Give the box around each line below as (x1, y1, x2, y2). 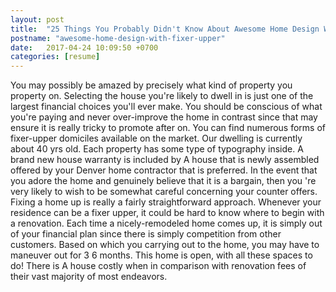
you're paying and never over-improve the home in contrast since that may (10, 111, 318, 123)
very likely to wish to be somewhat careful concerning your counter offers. (10, 186, 318, 198)
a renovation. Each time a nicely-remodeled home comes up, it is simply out (10, 217, 323, 230)
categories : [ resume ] (10, 52, 101, 62)
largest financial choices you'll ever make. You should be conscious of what (10, 101, 323, 113)
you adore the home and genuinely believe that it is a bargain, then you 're (10, 175, 317, 187)
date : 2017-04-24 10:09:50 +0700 (10, 42, 159, 53)
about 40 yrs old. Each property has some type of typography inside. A (10, 143, 304, 155)
